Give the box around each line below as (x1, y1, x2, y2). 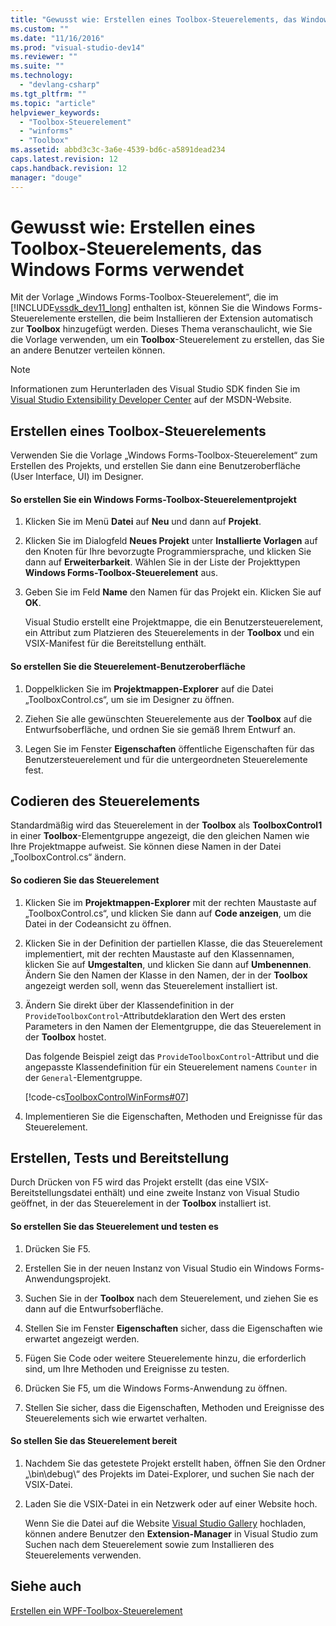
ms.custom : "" (10, 24, 70, 34)
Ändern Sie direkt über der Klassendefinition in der (24, 999, 235, 1011)
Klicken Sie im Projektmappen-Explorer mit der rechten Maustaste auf (24, 896, 317, 908)
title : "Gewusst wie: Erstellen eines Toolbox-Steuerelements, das (10, 14, 298, 25)
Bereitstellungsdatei (10, 1187, 93, 1199)
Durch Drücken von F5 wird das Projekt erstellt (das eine (10, 1176, 243, 1188)
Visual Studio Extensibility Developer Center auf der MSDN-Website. (10, 394, 292, 406)
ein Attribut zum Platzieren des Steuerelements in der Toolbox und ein (24, 627, 315, 639)
